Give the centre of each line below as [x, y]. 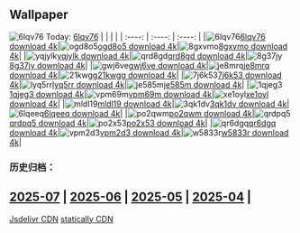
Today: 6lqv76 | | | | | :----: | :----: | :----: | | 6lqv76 [155, 36]
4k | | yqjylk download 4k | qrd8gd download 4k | [129, 56]
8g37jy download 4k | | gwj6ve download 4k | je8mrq [140, 65]
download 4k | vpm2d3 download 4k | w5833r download [149, 132]
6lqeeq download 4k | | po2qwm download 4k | [149, 113]
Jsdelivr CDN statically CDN [62, 219]
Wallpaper [39, 15]
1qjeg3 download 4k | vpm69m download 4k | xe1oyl [139, 94]
